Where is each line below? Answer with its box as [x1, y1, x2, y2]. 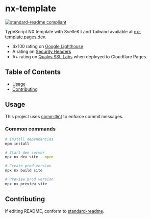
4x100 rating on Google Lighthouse [12, 43, 83, 49]
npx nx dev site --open [5, 155, 54, 160]
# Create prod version [5, 164, 51, 169]
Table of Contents [5, 68, 61, 76]
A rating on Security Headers [12, 49, 71, 54]
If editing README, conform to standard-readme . [5, 208, 104, 214]
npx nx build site [5, 168, 43, 173]
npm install [5, 141, 29, 146]
